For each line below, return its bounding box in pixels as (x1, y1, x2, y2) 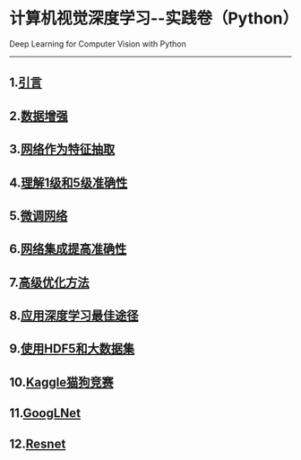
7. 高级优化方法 (9, 274, 90, 290)
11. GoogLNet (9, 405, 82, 421)
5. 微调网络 (9, 208, 68, 223)
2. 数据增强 (9, 108, 69, 124)
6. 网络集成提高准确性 (9, 241, 127, 256)
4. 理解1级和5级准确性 (9, 175, 128, 190)
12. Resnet (9, 436, 66, 451)
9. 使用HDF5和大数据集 (9, 342, 135, 357)
